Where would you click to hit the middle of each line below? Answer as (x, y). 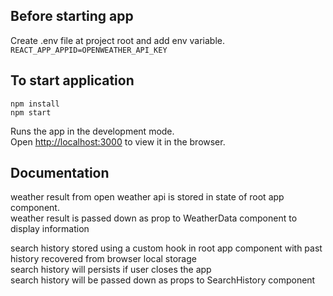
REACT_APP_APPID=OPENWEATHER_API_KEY (89, 50)
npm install (35, 104)
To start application (72, 80)
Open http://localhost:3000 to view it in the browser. (118, 141)
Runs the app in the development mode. (92, 131)
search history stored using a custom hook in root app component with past (166, 248)
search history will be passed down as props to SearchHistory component (163, 280)
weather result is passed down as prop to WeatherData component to (154, 218)
